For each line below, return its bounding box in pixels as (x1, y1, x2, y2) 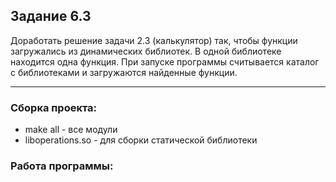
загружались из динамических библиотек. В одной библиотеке (10, 45, 282, 57)
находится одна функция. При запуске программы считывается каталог (10, 55, 320, 68)
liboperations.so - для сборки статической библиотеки (24, 134, 258, 146)
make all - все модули (24, 124, 118, 136)
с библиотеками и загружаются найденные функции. (10, 66, 238, 78)
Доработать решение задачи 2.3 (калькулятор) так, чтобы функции (10, 34, 298, 46)
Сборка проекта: (10, 100, 98, 114)
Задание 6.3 (10, 8, 92, 25)
